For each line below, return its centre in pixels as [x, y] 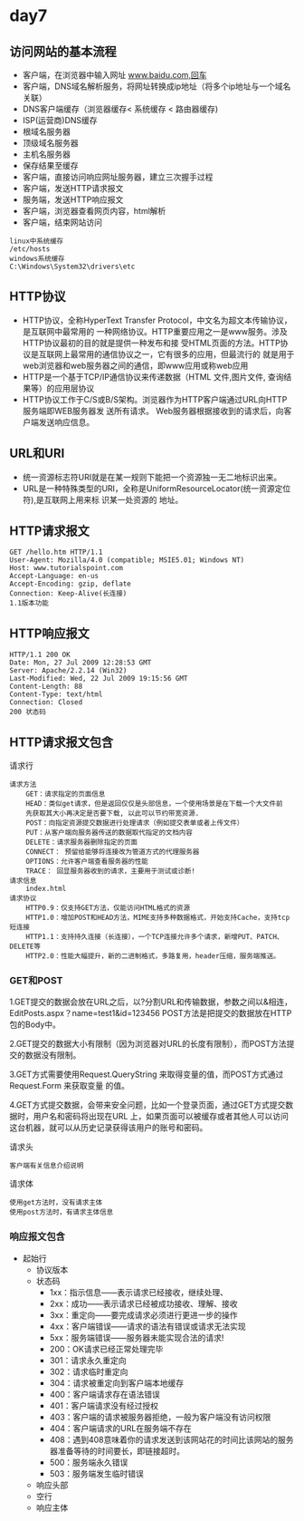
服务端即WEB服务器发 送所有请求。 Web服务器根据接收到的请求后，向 [153, 411]
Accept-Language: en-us [54, 576]
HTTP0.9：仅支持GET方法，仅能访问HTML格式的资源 [108, 908]
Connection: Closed [46, 702]
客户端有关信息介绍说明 [47, 1166]
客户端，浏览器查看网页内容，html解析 [94, 211]
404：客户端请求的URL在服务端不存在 [120, 1428]
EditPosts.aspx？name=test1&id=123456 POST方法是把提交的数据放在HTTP [151, 1013]
